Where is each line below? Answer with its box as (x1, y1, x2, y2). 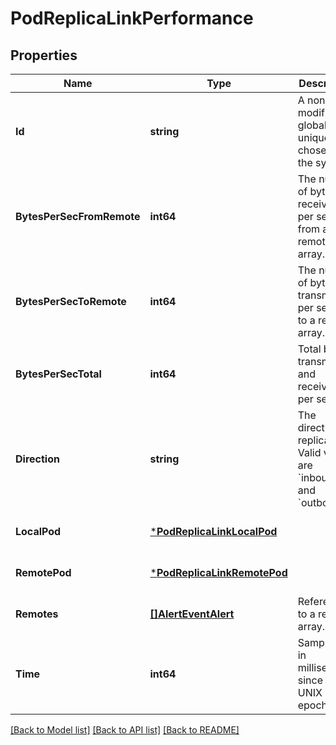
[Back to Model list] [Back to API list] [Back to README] (10, 724, 240, 736)
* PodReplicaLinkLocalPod (149, 525, 278, 538)
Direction (15, 452, 60, 466)
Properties (10, 47, 78, 64)
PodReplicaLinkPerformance (10, 7, 254, 30)
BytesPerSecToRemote (15, 295, 127, 308)
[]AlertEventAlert (149, 607, 235, 621)
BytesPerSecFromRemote (15, 210, 141, 223)
